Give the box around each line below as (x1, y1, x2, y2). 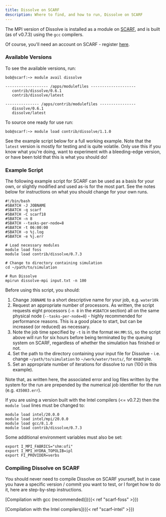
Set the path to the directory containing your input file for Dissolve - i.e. (12, 351, 160, 357)
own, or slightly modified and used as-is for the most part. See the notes (5, 183, 155, 190)
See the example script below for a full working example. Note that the (5, 137, 151, 144)
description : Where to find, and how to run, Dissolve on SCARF (5, 12, 143, 17)
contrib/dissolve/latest (12, 92, 64, 98)
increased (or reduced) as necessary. (12, 324, 91, 330)
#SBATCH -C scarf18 (5, 212, 46, 217)
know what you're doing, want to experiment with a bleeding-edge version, (5, 149, 161, 155)
